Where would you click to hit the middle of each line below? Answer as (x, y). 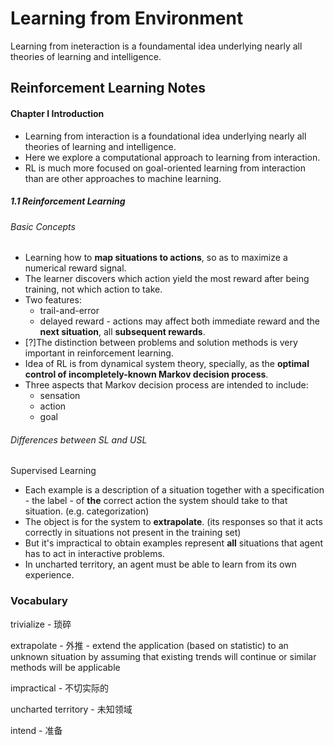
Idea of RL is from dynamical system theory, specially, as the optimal (167, 364)
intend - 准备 (36, 730)
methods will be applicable (65, 667)
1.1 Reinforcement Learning (68, 201)
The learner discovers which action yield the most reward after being (167, 279)
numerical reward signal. (75, 268)
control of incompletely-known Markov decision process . (146, 374)
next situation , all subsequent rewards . (122, 332)
